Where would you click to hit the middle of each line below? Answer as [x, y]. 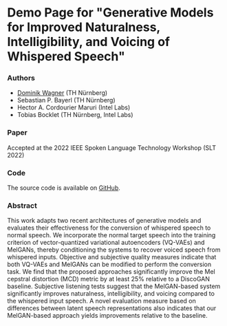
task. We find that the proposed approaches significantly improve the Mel [111, 272]
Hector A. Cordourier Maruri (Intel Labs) [74, 107]
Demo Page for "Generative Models [110, 13]
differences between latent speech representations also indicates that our [112, 308]
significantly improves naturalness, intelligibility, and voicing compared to [111, 294]
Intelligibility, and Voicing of [89, 42]
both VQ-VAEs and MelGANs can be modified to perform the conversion [109, 264]
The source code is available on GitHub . [64, 188]
